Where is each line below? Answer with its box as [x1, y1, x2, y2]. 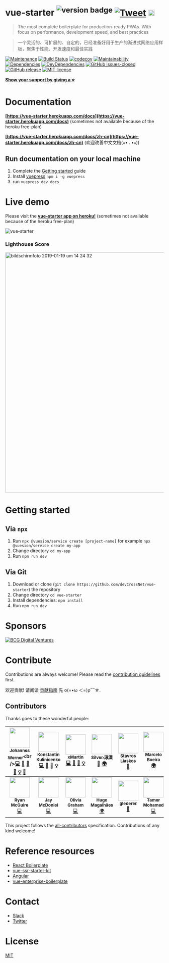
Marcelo [145, 752, 162, 758]
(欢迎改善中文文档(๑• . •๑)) [84, 139, 140, 146]
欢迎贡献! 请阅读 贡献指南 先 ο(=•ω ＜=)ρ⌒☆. [5, 687, 101, 693]
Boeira [146, 757, 160, 763]
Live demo [5, 196, 50, 208]
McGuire [11, 802, 29, 808]
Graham [67, 802, 84, 808]
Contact [5, 896, 40, 907]
